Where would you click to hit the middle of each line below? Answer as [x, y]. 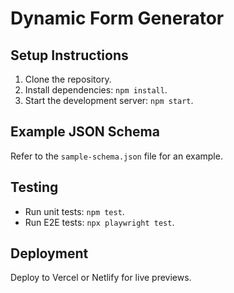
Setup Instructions [69, 55]
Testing [34, 187]
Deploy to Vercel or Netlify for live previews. [101, 278]
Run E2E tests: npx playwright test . [99, 222]
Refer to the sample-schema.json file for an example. [116, 156]
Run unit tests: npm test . [74, 211]
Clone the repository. [68, 79]
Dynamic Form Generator [117, 18]
